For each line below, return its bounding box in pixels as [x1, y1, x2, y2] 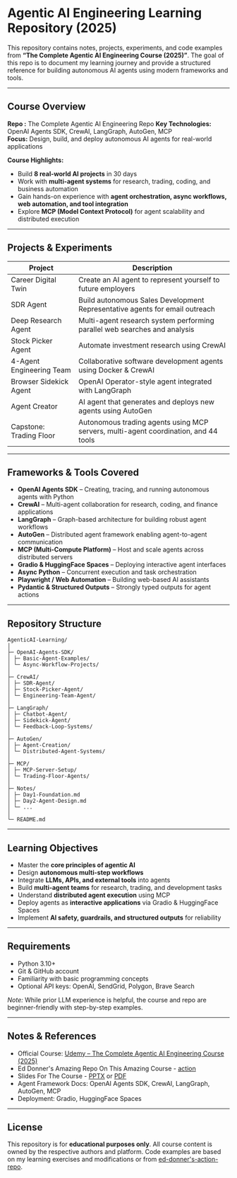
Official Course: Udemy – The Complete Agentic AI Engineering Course [17, 1049, 224, 1058]
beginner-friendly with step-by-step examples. [7, 1003, 143, 1012]
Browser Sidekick [11, 377, 69, 387]
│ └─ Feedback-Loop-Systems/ [7, 724, 93, 731]
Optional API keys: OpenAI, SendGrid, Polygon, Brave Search [17, 982, 195, 990]
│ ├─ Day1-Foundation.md [7, 791, 80, 799]
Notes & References [7, 1030, 97, 1042]
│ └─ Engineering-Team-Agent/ [7, 692, 97, 699]
